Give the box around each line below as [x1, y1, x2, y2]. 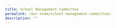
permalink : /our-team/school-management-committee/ [5, 11, 111, 16]
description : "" [5, 16, 38, 20]
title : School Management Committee [5, 7, 79, 12]
